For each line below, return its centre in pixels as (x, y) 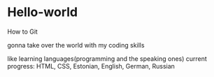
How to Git (23, 31)
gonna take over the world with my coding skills (76, 45)
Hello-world (43, 12)
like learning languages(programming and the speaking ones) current (107, 58)
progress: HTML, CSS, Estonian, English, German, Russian (91, 66)
